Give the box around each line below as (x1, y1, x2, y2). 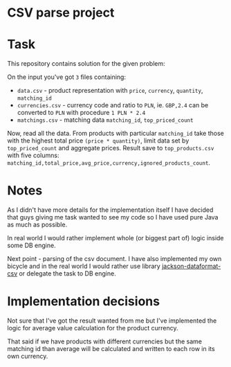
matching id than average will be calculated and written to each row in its (7, 345, 216, 352)
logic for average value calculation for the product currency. (7, 324, 178, 332)
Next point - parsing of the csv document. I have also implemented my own (7, 255, 222, 263)
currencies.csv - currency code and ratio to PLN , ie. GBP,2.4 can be (17, 101, 209, 109)
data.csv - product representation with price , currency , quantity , (17, 87, 203, 95)
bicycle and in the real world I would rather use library (7, 262, 160, 271)
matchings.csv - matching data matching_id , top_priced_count (17, 116, 194, 124)
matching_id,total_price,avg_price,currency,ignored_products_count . (7, 159, 211, 167)
